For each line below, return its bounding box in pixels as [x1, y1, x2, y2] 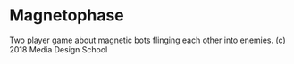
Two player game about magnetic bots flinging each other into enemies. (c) [9, 35, 286, 45]
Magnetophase [9, 5, 124, 26]
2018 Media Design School [9, 44, 108, 54]
